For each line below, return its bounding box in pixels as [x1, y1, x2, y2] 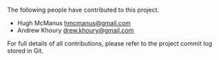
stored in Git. [7, 47, 43, 55]
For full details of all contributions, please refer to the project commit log [7, 40, 212, 47]
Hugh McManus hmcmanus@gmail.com [17, 19, 131, 27]
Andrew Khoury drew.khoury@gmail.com [17, 27, 134, 34]
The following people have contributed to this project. [7, 6, 160, 14]
